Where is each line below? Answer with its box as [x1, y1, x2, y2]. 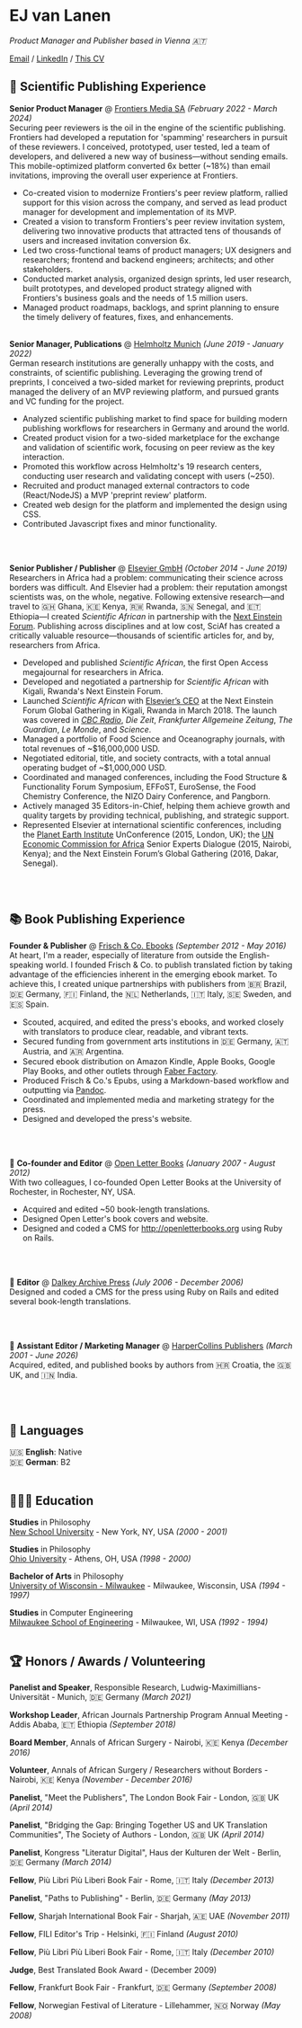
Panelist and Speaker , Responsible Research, [9, 1682, 180, 1693]
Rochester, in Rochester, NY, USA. [9, 1186, 137, 1196]
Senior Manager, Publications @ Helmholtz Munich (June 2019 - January [9, 338, 284, 349]
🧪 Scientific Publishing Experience [9, 79, 207, 94]
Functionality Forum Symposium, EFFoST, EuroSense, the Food [22, 781, 256, 792]
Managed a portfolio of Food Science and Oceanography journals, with [22, 734, 286, 744]
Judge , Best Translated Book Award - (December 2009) [9, 1965, 218, 1975]
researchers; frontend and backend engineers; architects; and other [22, 253, 274, 265]
